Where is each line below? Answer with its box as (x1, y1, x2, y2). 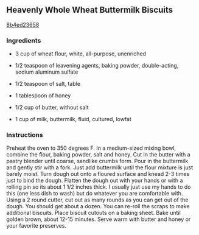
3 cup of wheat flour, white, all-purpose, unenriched (15, 50, 147, 57)
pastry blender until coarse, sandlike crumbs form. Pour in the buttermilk (6, 158, 189, 165)
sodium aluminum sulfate (15, 68, 79, 75)
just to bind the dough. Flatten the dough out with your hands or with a (6, 177, 183, 184)
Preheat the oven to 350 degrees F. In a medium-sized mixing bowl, (6, 144, 176, 152)
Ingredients (6, 36, 41, 44)
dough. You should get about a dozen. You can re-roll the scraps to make (6, 203, 190, 210)
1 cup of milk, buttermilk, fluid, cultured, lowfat (15, 116, 132, 123)
